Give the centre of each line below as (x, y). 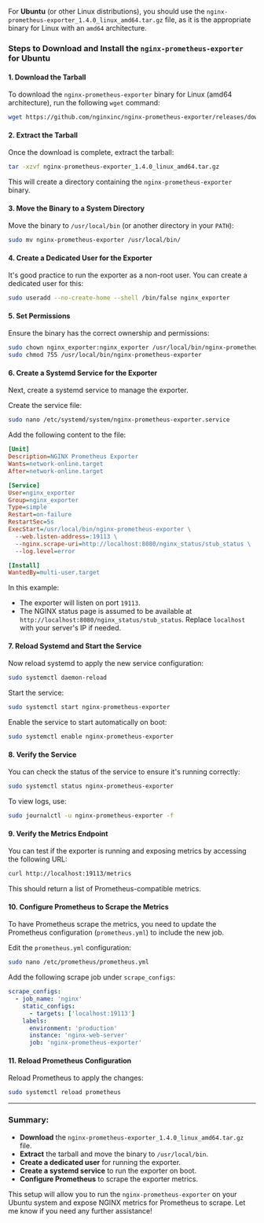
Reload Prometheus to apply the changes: (76, 1078)
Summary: (29, 1120)
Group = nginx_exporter (44, 500)
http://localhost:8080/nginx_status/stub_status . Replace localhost (132, 619)
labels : (35, 1021)
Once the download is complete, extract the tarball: (91, 152)
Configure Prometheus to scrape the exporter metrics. (109, 1179)
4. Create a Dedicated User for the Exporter (80, 258)
